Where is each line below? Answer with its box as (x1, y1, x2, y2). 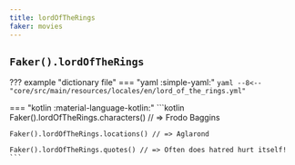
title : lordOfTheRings (9, 13, 96, 23)
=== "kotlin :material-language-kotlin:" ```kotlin (9, 102, 185, 113)
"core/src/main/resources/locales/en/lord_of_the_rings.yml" (9, 87, 247, 96)
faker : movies (9, 22, 64, 31)
